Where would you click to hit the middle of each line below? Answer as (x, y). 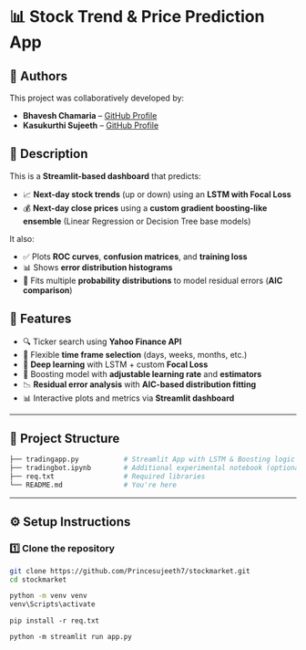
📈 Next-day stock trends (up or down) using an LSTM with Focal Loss (157, 194)
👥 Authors (39, 76)
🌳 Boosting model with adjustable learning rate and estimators (142, 373)
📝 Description (49, 154)
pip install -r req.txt (55, 621)
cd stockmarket (38, 580)
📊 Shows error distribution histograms (97, 267)
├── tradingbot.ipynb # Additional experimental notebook (136, 468)
